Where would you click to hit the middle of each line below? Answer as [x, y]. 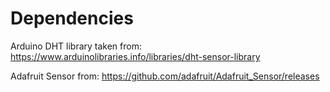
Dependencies [72, 18]
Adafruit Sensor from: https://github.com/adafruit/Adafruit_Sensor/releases [165, 76]
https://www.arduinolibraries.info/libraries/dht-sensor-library [135, 56]
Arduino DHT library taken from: [76, 46]
